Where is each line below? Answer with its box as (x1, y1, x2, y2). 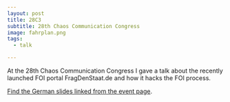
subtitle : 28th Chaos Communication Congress (7, 23, 140, 29)
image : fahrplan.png (7, 29, 67, 36)
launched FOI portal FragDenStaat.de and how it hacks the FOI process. (7, 74, 211, 82)
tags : (7, 36, 23, 42)
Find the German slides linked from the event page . (7, 87, 153, 95)
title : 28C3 (7, 16, 41, 23)
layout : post (7, 10, 45, 17)
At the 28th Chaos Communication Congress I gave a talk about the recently (7, 66, 224, 75)
